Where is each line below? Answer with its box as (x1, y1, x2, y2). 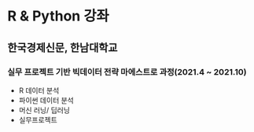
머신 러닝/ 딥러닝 (18, 105, 70, 115)
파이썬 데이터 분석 (18, 95, 74, 104)
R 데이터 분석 (18, 86, 60, 95)
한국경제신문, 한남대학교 (7, 41, 118, 54)
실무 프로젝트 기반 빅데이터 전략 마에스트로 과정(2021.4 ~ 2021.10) (7, 66, 247, 77)
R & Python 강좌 (7, 7, 109, 25)
